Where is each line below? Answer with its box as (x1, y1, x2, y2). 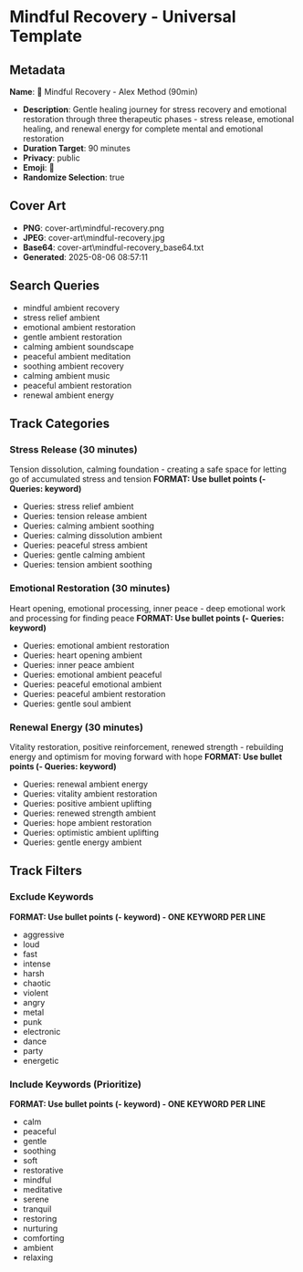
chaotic (22, 977, 52, 988)
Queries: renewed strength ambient (22, 808, 157, 818)
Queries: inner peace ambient (22, 659, 135, 670)
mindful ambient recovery (22, 302, 120, 313)
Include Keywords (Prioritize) (9, 1078, 142, 1090)
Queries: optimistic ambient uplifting (22, 827, 160, 838)
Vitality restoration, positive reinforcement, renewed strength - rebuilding (9, 741, 285, 752)
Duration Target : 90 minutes (22, 143, 131, 153)
